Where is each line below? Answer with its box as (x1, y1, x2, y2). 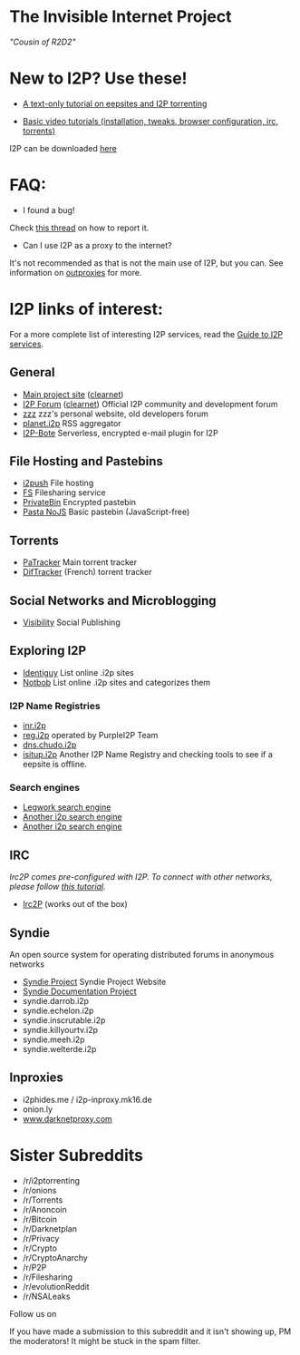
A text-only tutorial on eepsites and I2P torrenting (22, 98, 208, 109)
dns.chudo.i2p (22, 739, 77, 750)
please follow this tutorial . (9, 882, 106, 892)
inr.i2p (22, 720, 47, 731)
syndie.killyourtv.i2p (22, 1025, 98, 1036)
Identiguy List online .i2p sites (22, 667, 134, 677)
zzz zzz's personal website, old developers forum (22, 408, 208, 419)
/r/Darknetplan (22, 1223, 77, 1234)
